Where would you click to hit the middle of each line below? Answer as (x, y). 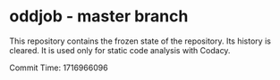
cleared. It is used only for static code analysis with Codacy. (120, 50)
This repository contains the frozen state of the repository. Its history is (140, 41)
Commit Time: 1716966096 (59, 68)
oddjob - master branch (99, 16)
